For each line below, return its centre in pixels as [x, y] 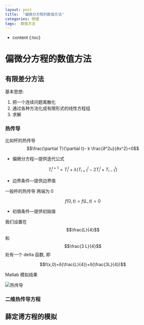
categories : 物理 [22, 19]
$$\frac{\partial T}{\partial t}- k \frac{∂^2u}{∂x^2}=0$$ [83, 148]
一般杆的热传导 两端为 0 [29, 191]
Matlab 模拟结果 [21, 275]
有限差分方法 [25, 79]
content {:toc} [26, 38]
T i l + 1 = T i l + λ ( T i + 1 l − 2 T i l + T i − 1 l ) [83, 169]
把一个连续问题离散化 [34, 102]
